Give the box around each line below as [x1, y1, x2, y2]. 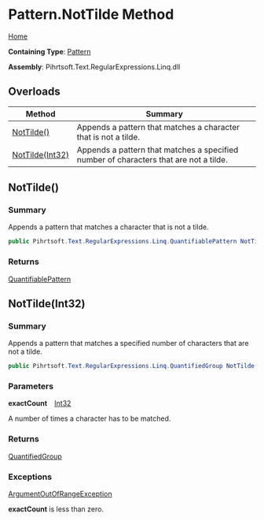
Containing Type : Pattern [8, 46, 91, 56]
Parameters [8, 381, 53, 392]
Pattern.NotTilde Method [8, 6, 174, 24]
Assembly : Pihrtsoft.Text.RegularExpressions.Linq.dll [8, 61, 181, 72]
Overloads [8, 85, 60, 98]
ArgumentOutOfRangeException [8, 489, 112, 499]
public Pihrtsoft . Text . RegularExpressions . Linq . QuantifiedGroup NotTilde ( [8, 362, 258, 370]
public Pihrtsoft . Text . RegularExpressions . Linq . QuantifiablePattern [8, 238, 237, 246]
